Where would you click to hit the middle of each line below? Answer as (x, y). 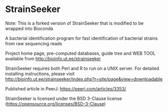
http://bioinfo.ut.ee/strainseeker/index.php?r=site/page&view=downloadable (84, 79)
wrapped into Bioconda (29, 28)
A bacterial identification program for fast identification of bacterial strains (81, 38)
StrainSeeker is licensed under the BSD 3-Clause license (64, 98)
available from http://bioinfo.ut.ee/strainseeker (53, 58)
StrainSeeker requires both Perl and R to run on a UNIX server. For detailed (82, 68)
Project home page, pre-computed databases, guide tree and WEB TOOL (80, 53)
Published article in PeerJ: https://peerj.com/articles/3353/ (66, 88)
